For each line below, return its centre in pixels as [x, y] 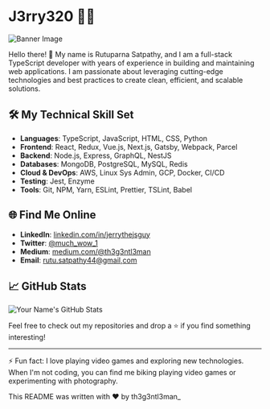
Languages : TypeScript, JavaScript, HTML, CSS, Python [113, 138]
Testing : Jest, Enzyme [57, 181]
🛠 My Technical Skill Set [71, 115]
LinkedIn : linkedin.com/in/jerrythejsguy [85, 234]
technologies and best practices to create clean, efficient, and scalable [126, 80]
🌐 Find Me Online [52, 215]
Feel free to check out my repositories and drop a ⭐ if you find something [129, 326]
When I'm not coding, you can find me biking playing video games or [122, 373]
